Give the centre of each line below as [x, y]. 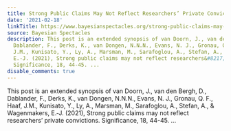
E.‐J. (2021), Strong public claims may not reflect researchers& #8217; [120, 59]
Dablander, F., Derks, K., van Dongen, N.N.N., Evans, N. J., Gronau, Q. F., [110, 98]
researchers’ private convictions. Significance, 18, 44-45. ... [92, 120]
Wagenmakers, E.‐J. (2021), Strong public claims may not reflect [98, 113]
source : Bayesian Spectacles [49, 33]
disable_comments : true [41, 71]
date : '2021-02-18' [35, 20]
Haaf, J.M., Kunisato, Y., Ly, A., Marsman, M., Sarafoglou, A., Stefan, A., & [111, 105]
